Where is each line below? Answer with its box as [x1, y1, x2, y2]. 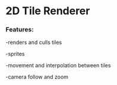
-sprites [5, 51, 25, 58]
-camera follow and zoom [5, 73, 69, 81]
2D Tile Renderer [5, 4, 90, 18]
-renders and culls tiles [5, 39, 62, 46]
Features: [5, 26, 34, 34]
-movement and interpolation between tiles [5, 62, 111, 69]
